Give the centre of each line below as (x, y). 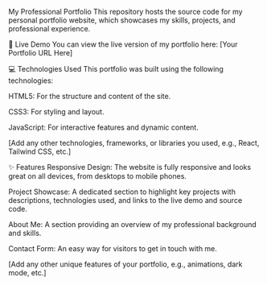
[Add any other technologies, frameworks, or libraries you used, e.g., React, (134, 143)
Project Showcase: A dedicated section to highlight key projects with (122, 192)
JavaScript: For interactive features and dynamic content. (103, 127)
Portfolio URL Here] (41, 53)
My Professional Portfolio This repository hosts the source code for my (125, 12)
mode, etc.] (27, 273)
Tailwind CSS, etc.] (40, 151)
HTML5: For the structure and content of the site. (90, 96)
